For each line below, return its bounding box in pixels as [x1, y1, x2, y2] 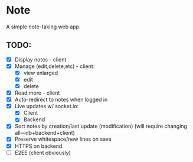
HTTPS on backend [14, 142, 63, 150]
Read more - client [14, 89, 60, 96]
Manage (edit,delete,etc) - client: [14, 63, 95, 70]
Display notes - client [14, 56, 67, 63]
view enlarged [23, 69, 58, 76]
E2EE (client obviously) [14, 149, 71, 156]
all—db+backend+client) [14, 129, 75, 137]
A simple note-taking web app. [6, 23, 81, 30]
